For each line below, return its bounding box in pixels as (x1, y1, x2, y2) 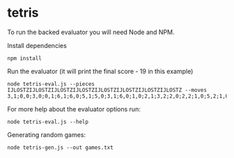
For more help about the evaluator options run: (7, 104, 141, 113)
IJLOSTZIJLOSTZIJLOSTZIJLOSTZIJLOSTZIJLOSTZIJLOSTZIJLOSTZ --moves (7, 86, 208, 93)
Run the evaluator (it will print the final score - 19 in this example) (7, 67, 194, 75)
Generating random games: (7, 130, 86, 139)
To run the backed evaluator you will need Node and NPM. (7, 28, 175, 36)
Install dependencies (7, 41, 68, 49)
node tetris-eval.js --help (7, 118, 89, 125)
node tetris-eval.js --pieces (7, 80, 95, 88)
